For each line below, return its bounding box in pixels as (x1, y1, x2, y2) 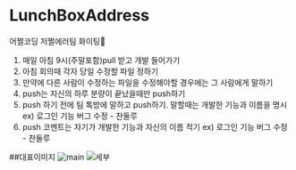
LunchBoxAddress (9, 5, 150, 26)
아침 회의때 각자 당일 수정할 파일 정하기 (21, 66, 159, 77)
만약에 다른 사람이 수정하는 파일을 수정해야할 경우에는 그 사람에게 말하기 (21, 77, 274, 87)
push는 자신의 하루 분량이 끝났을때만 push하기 (21, 88, 186, 99)
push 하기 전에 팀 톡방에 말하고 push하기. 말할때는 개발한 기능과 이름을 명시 (21, 99, 288, 109)
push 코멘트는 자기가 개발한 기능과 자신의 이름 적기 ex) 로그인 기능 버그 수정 (21, 121, 288, 132)
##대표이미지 (9, 151, 56, 162)
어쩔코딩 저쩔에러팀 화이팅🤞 (9, 36, 106, 46)
